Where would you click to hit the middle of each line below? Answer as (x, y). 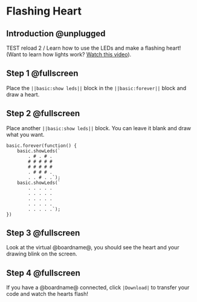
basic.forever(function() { (42, 146)
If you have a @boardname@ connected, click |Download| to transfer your (98, 287)
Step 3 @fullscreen (43, 233)
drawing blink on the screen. (42, 254)
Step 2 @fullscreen (43, 113)
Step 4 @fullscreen (43, 273)
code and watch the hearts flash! (47, 294)
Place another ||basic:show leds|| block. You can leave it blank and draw (99, 128)
